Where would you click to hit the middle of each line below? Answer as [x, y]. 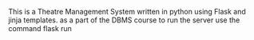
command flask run [40, 28]
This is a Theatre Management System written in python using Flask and [127, 12]
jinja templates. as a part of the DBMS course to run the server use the [124, 20]
